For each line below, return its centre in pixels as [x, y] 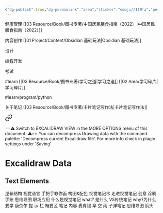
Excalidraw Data [38, 163]
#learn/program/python [29, 97]
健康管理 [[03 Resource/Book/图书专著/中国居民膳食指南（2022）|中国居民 [80, 24]
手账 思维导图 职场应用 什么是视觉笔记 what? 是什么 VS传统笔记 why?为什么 [81, 199]
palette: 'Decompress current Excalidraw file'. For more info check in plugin [80, 138]
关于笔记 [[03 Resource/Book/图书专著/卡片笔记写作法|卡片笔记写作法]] [76, 107]
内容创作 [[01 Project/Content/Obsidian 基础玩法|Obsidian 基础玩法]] [73, 40]
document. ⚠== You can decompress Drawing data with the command [76, 133]
